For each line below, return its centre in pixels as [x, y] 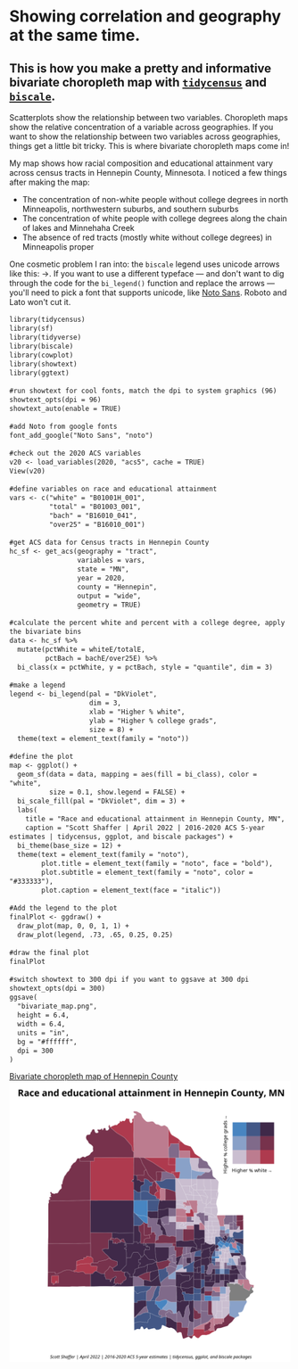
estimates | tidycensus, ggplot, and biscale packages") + [121, 837]
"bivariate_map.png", [58, 1006]
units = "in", [43, 1033]
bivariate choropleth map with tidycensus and [138, 82]
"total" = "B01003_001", [95, 507]
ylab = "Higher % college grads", [153, 721]
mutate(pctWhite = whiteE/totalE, [81, 649]
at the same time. [75, 35]
